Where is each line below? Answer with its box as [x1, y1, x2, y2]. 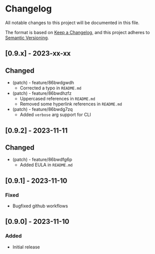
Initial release [12, 244, 40, 250]
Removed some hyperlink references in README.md [19, 101, 122, 107]
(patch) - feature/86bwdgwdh [12, 80, 74, 86]
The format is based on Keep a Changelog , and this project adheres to [5, 29, 150, 35]
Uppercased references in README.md [19, 96, 95, 102]
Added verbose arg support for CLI [19, 111, 91, 118]
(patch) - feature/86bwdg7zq [12, 106, 73, 112]
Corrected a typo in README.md [19, 85, 81, 91]
